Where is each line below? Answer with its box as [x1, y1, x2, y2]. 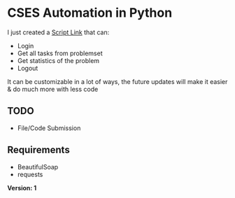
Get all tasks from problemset [17, 49, 103, 57]
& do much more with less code [7, 85, 99, 93]
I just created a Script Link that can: [7, 28, 110, 36]
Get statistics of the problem [17, 56, 100, 64]
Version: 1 [7, 183, 37, 192]
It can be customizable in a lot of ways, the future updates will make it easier [7, 77, 228, 85]
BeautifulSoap [17, 162, 59, 171]
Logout [17, 64, 38, 72]
